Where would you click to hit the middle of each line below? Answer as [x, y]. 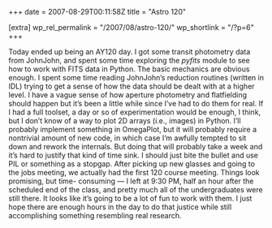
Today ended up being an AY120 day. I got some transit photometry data [130, 52]
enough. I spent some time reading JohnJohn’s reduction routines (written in [136, 77]
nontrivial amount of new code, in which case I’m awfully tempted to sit [127, 138]
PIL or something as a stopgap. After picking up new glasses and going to [132, 164]
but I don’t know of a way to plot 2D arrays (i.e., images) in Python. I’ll [125, 120]
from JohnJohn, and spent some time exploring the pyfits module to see [129, 60]
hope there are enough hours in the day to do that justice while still [120, 207]
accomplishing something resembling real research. [95, 215]
